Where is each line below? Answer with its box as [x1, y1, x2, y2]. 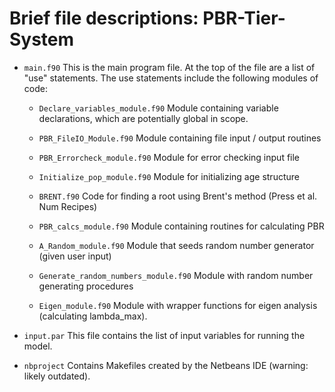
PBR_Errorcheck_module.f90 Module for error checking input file [38, 151, 301, 163]
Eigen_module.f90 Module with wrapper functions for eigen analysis [38, 299, 318, 311]
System [9, 28, 75, 51]
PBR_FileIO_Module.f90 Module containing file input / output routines [38, 132, 322, 144]
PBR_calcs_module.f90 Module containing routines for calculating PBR [38, 220, 325, 232]
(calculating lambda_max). [38, 310, 148, 322]
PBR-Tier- [202, 7, 286, 30]
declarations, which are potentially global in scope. [38, 112, 249, 124]
